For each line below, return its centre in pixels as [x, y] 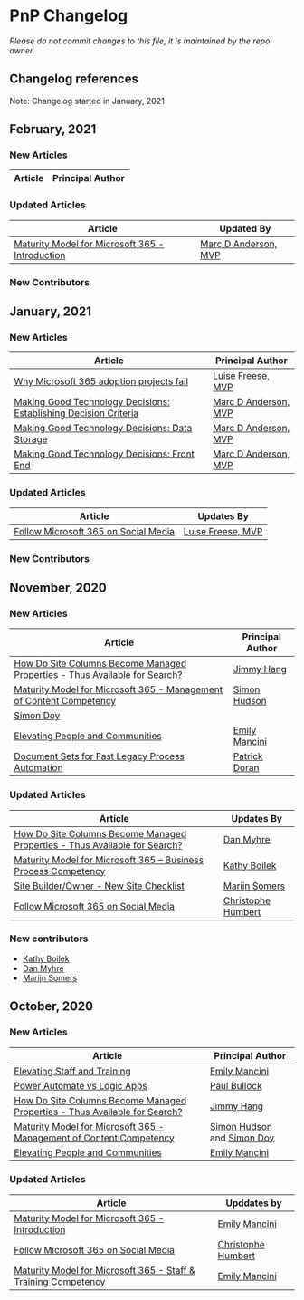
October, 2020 [52, 1006]
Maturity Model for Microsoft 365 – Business [109, 860]
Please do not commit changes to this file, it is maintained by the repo [140, 41]
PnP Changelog [69, 16]
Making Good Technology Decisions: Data [103, 429]
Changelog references [74, 79]
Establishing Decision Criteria [76, 413]
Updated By [245, 228]
